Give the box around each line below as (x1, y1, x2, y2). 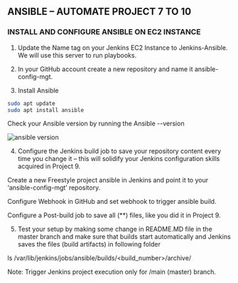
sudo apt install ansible (7, 106, 84, 113)
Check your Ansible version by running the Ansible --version (7, 119, 185, 128)
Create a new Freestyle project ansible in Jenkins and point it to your (7, 176, 208, 185)
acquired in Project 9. (17, 162, 81, 170)
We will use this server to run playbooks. (17, 51, 137, 59)
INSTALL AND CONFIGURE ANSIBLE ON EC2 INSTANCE (7, 27, 201, 37)
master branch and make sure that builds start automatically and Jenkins (17, 232, 231, 241)
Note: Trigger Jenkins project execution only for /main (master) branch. (7, 267, 217, 277)
